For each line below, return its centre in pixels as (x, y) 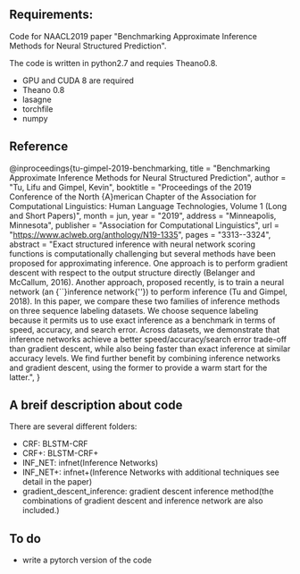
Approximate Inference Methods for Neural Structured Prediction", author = (148, 177)
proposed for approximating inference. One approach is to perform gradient (149, 263)
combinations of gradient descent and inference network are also (142, 501)
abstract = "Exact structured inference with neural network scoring (133, 244)
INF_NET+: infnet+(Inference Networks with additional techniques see (150, 472)
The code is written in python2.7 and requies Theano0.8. (113, 63)
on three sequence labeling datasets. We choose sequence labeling (134, 310)
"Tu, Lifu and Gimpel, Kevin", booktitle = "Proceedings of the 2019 (130, 187)
